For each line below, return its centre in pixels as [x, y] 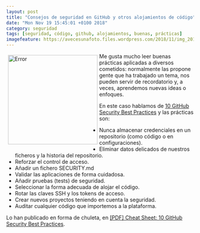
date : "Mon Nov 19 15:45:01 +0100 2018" [57, 23]
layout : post [22, 12]
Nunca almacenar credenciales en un [145, 130]
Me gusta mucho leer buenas [135, 56]
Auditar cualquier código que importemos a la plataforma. [85, 206]
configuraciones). [121, 143]
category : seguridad [32, 28]
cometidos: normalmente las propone [145, 69]
